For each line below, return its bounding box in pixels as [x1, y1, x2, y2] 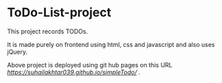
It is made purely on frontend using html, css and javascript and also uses [7, 40, 215, 48]
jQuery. [7, 48, 28, 56]
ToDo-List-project [7, 5, 112, 20]
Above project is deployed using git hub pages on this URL [7, 61, 173, 69]
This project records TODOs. [7, 27, 88, 35]
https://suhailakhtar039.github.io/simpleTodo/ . [7, 68, 140, 76]
